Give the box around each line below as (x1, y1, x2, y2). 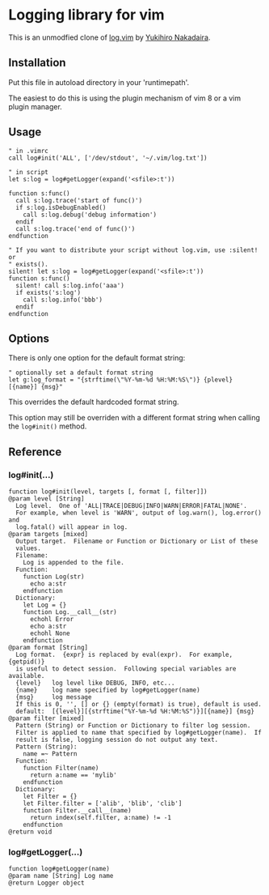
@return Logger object (8, 879, 85, 888)
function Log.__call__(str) (23, 608, 117, 616)
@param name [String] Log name (8, 872, 114, 880)
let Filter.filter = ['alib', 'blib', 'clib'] (23, 799, 183, 808)
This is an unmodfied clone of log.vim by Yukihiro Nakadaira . (8, 32, 211, 42)
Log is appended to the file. (23, 559, 125, 567)
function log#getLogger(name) (8, 865, 111, 873)
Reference (8, 445, 62, 458)
